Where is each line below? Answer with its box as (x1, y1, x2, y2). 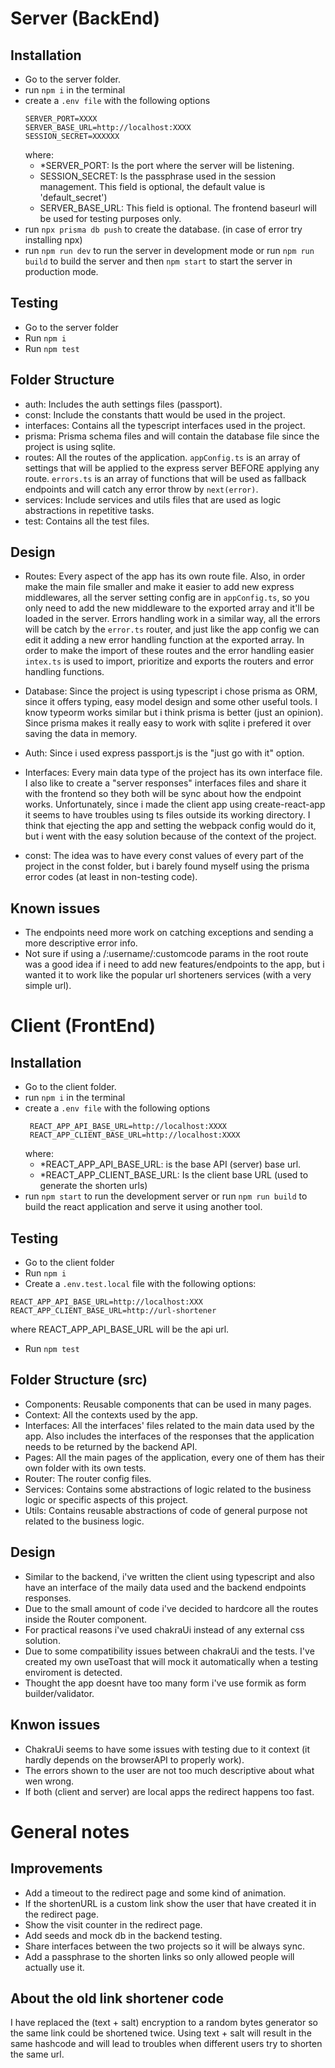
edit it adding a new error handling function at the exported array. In (24, 634, 305, 646)
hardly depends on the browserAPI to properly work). (24, 1753, 245, 1766)
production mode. (24, 266, 99, 277)
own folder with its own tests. (24, 1462, 147, 1474)
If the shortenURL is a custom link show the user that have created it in (24, 1897, 317, 1909)
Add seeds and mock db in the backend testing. (24, 1929, 223, 1941)
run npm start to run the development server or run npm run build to (24, 1190, 308, 1202)
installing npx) (24, 234, 83, 246)
